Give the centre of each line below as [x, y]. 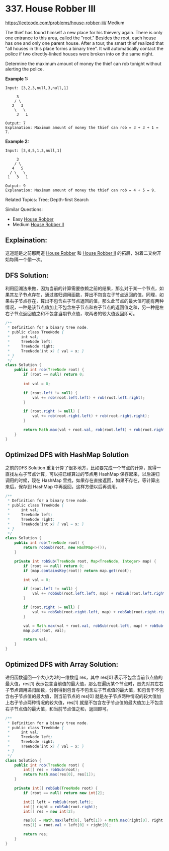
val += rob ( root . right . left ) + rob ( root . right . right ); [91, 416]
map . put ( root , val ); [45, 630]
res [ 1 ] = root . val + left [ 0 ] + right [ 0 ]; [67, 825]
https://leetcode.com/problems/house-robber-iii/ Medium [65, 23]
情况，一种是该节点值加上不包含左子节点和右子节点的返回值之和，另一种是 [82, 307]
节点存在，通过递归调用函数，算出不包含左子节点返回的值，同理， [91, 295]
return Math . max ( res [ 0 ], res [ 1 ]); [59, 774]
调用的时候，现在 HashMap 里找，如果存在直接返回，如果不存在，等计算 [80, 480]
